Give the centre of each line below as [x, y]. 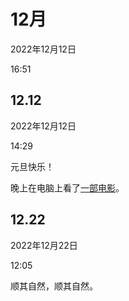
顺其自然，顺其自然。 [54, 286]
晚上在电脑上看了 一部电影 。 [67, 187]
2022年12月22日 [44, 245]
